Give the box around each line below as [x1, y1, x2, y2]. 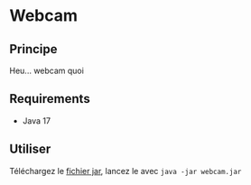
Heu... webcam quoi [9, 65, 84, 76]
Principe [9, 42, 58, 57]
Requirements [9, 91, 90, 106]
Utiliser [9, 142, 51, 157]
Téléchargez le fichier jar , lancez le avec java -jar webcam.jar [9, 165, 242, 176]
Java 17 [22, 115, 51, 126]
